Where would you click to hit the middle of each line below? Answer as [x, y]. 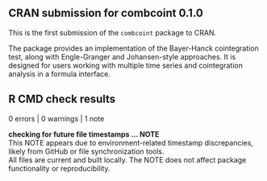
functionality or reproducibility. [59, 168]
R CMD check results [62, 99]
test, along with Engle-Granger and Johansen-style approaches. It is [122, 56]
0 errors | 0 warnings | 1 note [56, 118]
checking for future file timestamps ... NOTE [84, 134]
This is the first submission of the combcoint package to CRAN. [113, 32]
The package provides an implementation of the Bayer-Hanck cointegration [134, 48]
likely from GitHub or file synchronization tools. [86, 151]
